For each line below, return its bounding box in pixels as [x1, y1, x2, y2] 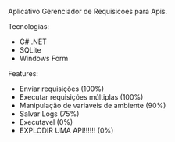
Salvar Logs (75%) [19, 109, 80, 118]
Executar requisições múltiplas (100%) [19, 93, 144, 101]
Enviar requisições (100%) [19, 84, 105, 93]
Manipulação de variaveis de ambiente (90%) [19, 101, 166, 110]
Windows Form [19, 54, 69, 63]
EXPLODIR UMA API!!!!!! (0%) [19, 126, 114, 135]
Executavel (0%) [19, 118, 73, 126]
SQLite [19, 46, 41, 54]
